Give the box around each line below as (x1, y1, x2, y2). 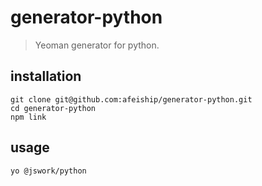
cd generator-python (10, 103, 97, 113)
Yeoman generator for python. (34, 39, 160, 51)
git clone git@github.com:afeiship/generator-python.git (10, 94, 253, 105)
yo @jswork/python (10, 166, 87, 176)
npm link (10, 112, 47, 122)
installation (10, 68, 82, 85)
